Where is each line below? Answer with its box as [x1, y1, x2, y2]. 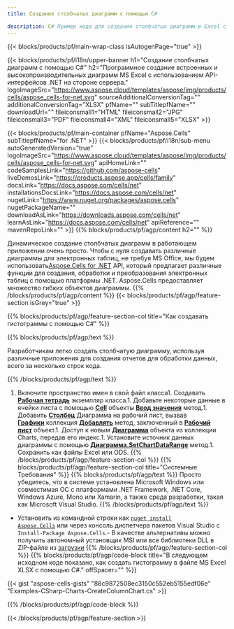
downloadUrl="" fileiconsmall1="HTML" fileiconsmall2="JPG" [7, 108, 183, 116]
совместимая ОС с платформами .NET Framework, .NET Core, [17, 485, 203, 493]
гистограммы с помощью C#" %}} [7, 319, 110, 327]
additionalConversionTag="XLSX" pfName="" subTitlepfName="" [7, 100, 196, 108]
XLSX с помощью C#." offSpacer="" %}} [17, 565, 138, 574]
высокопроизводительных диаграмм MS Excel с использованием [7, 71, 204, 79]
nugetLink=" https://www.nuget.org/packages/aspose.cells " [7, 195, 180, 204]
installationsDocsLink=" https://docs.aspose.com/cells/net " [7, 188, 177, 197]
